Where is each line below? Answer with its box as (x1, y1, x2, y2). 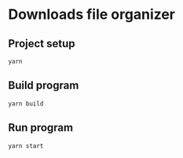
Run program (8, 121, 73, 134)
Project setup (8, 37, 76, 50)
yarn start (8, 141, 44, 150)
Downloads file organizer (8, 6, 175, 24)
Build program (8, 79, 79, 92)
